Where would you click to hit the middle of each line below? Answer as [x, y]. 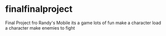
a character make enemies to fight [40, 28]
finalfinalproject [39, 9]
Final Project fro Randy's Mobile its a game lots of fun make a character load [83, 23]
